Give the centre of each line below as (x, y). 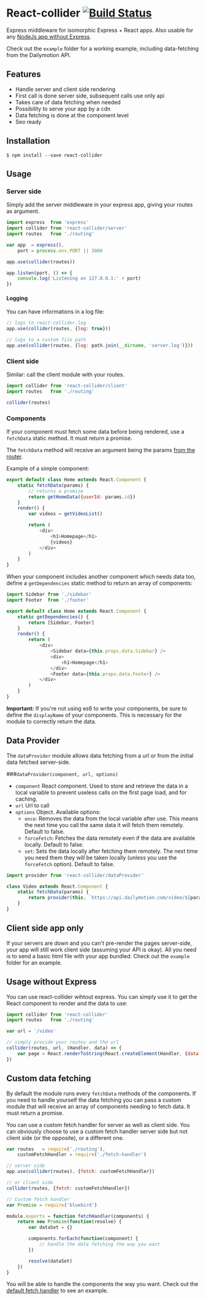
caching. (26, 799)
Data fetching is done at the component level (72, 115)
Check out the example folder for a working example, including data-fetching (103, 48)
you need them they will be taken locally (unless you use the (101, 857)
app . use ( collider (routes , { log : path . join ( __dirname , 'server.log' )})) (100, 345)
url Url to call (32, 805)
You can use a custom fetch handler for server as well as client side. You (98, 1125)
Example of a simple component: (48, 469)
